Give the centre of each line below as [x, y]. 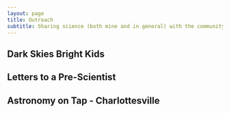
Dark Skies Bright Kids [56, 54]
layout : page [26, 13]
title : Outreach [30, 20]
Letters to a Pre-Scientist [62, 77]
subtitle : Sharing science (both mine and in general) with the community [116, 26]
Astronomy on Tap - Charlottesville [84, 100]
